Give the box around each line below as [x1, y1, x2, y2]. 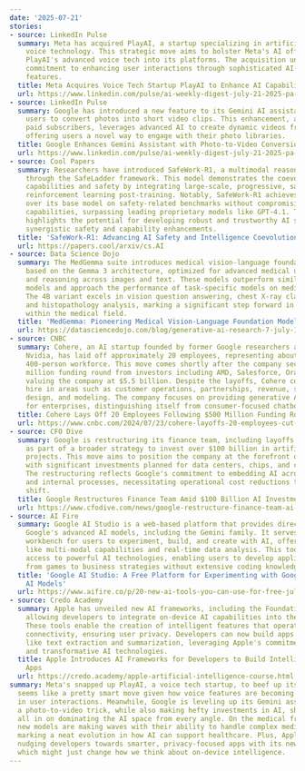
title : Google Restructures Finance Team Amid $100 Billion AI [17, 494, 261, 504]
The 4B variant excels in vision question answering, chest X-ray [25, 292, 282, 301]
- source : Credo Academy [9, 596, 103, 605]
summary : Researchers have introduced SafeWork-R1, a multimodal [17, 165, 271, 174]
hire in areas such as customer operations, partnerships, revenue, [25, 385, 290, 394]
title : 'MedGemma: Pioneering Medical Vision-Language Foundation [17, 317, 274, 327]
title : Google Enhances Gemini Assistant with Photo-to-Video [17, 140, 258, 149]
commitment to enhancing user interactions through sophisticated [25, 64, 282, 74]
